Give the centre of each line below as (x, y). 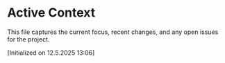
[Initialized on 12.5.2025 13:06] (51, 53)
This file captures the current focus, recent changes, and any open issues (113, 32)
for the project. (28, 39)
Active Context (51, 13)
